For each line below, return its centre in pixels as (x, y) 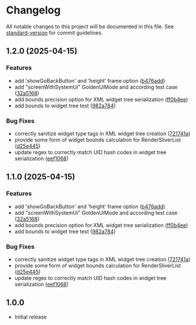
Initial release (30, 317)
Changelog (33, 10)
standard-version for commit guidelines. (54, 32)
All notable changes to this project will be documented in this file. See (90, 26)
